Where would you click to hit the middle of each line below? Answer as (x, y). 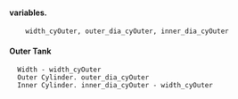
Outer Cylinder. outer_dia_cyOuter (83, 78)
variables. (28, 12)
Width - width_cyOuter (59, 70)
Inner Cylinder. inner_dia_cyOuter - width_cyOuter (115, 86)
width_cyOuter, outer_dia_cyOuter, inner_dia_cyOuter (127, 31)
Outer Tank (30, 51)
